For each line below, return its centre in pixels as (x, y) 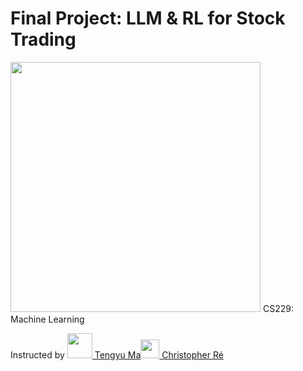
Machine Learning (47, 319)
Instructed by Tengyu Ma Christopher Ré (117, 354)
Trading (43, 39)
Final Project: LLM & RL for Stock (148, 18)
